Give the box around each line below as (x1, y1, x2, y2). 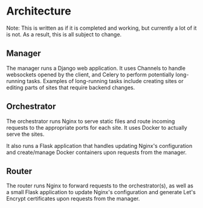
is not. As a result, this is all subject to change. (6, 30, 122, 38)
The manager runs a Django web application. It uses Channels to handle (6, 64, 186, 72)
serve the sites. (6, 130, 45, 138)
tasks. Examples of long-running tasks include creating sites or (27, 77, 184, 84)
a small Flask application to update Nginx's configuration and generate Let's (6, 189, 196, 196)
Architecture (6, 4, 71, 18)
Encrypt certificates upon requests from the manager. (6, 195, 140, 203)
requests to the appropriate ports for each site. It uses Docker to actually (6, 124, 187, 131)
